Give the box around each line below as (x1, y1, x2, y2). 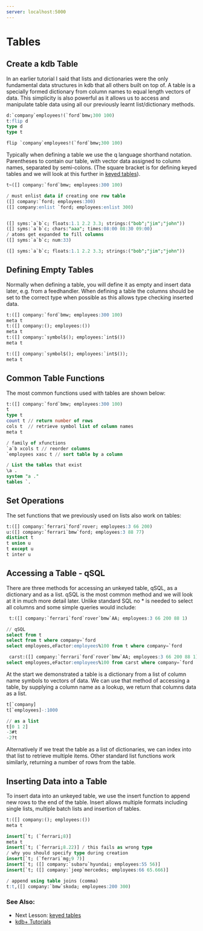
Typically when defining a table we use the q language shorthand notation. (6, 151, 192, 158)
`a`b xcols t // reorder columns (6, 446, 91, 452)
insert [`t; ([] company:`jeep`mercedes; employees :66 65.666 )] (6, 867, 169, 873)
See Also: (6, 898, 35, 906)
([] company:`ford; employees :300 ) (6, 198, 96, 204)
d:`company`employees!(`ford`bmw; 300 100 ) (6, 112, 115, 118)
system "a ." (6, 473, 39, 479)
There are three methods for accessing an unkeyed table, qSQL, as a (6, 584, 178, 591)
